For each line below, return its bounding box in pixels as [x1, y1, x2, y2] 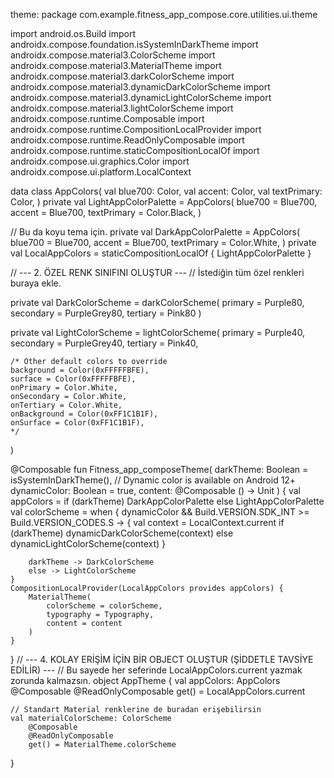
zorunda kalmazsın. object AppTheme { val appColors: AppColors [10, 675, 281, 686]
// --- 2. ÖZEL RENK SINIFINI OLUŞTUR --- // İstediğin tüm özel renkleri [10, 267, 305, 278]
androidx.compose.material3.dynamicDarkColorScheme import [10, 81, 271, 93]
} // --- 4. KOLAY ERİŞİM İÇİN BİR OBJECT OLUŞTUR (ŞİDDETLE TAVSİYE [10, 654, 314, 665]
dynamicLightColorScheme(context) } [10, 538, 166, 549]
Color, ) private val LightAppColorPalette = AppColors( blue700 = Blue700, [10, 196, 318, 208]
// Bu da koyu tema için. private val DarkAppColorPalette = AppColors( [10, 226, 301, 238]
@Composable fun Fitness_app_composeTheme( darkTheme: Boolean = [10, 464, 309, 475]
